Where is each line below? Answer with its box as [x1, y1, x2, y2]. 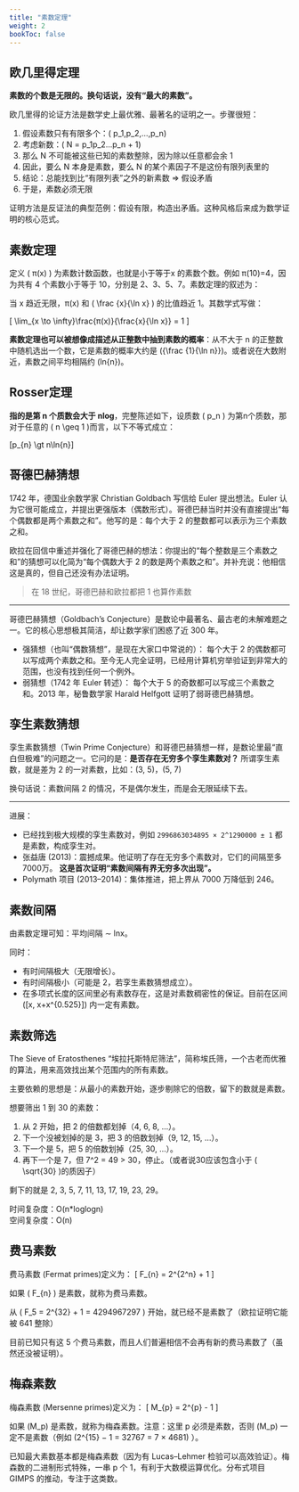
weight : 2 [9, 21, 46, 30]
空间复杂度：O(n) [9, 1215, 73, 1226]
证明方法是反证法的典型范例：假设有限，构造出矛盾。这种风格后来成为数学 [9, 202, 282, 214]
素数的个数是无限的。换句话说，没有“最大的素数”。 [9, 90, 198, 101]
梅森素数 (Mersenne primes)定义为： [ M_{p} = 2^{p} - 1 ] [9, 1401, 219, 1413]
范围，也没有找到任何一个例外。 [21, 666, 140, 676]
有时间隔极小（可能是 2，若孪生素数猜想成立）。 [21, 977, 198, 988]
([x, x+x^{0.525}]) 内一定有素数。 [21, 999, 144, 1010]
